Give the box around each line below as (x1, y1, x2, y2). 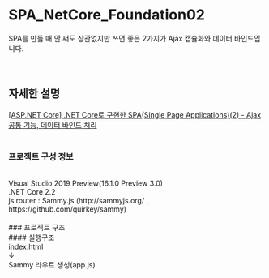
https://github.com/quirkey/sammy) (8, 204, 127, 214)
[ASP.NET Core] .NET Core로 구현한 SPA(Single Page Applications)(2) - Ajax (8, 109, 262, 119)
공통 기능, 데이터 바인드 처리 (8, 120, 97, 130)
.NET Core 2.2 (8, 187, 56, 197)
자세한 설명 (8, 87, 61, 101)
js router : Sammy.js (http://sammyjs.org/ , (8, 196, 148, 206)
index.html (8, 242, 44, 252)
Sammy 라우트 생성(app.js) (8, 260, 96, 270)
